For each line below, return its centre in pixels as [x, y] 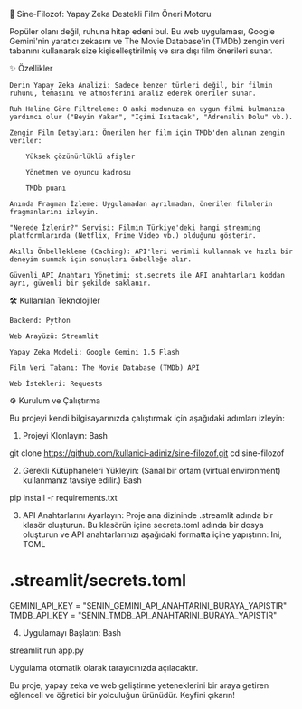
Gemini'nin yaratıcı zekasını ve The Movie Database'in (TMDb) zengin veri [147, 41]
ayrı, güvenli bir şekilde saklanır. [80, 283]
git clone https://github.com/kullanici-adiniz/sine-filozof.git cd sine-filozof [147, 453]
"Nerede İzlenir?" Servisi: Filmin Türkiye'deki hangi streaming [135, 228]
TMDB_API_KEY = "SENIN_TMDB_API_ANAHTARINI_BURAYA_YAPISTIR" [143, 615]
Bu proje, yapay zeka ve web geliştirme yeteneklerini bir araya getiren [139, 685]
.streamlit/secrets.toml [98, 581]
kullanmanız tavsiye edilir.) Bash [82, 480]
